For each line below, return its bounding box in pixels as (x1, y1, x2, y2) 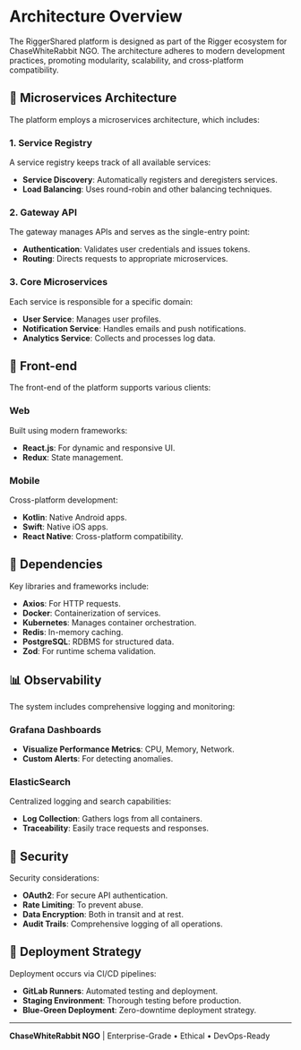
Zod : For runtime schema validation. (21, 645, 157, 656)
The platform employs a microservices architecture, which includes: (9, 114, 260, 125)
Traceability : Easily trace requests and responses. (21, 822, 209, 834)
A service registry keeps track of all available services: (9, 157, 211, 168)
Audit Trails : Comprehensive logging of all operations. (21, 918, 224, 929)
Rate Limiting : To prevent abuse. (21, 899, 144, 910)
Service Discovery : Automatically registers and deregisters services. (21, 175, 278, 185)
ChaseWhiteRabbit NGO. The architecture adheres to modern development (9, 45, 285, 56)
